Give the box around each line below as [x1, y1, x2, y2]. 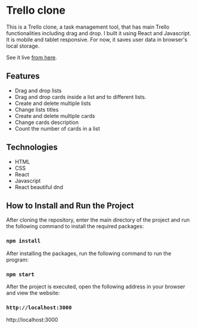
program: [6, 256, 29, 263]
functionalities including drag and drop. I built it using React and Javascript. [6, 29, 192, 36]
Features [6, 71, 40, 81]
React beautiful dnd [14, 183, 64, 191]
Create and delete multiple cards [14, 112, 95, 119]
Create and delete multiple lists [14, 100, 91, 107]
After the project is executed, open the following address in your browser [6, 283, 186, 290]
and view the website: [6, 289, 60, 296]
